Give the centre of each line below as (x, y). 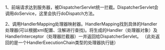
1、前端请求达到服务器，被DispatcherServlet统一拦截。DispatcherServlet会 (82, 7)
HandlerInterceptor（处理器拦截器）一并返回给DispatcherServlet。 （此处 (80, 36)
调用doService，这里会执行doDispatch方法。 (51, 13)
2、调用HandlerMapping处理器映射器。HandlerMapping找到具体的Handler (81, 24)
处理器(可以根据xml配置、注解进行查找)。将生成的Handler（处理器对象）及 (81, 30)
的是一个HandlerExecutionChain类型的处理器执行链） (64, 43)
